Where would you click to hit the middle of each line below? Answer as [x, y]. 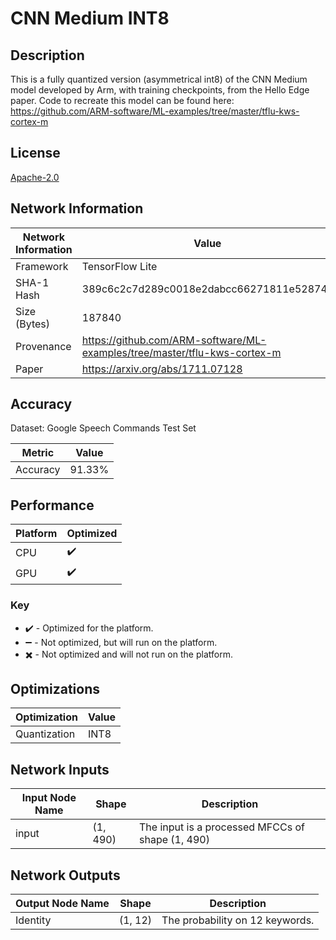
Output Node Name [62, 903]
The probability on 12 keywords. [238, 920]
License [35, 153]
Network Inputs [60, 769]
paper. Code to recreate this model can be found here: [122, 100]
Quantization [45, 734]
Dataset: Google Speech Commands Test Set [103, 428]
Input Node [49, 798]
